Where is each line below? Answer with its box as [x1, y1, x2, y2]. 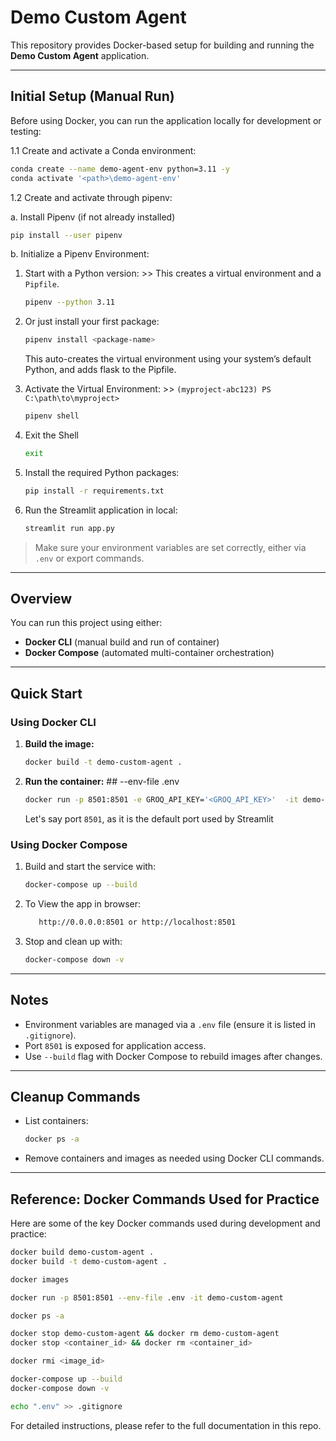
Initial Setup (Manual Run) [10, 88, 175, 105]
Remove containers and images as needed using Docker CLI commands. [24, 1152, 325, 1165]
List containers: [24, 1115, 89, 1127]
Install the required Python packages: [24, 466, 180, 478]
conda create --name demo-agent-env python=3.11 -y [10, 164, 230, 174]
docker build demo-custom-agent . [10, 1247, 155, 1258]
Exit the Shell [24, 429, 79, 441]
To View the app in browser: [24, 898, 141, 910]
